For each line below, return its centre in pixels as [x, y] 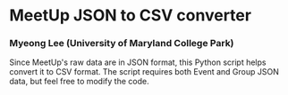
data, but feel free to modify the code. [79, 82]
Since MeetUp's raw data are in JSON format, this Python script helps [138, 62]
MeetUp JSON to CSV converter [131, 16]
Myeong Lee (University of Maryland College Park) [122, 44]
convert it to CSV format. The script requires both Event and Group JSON [144, 72]
